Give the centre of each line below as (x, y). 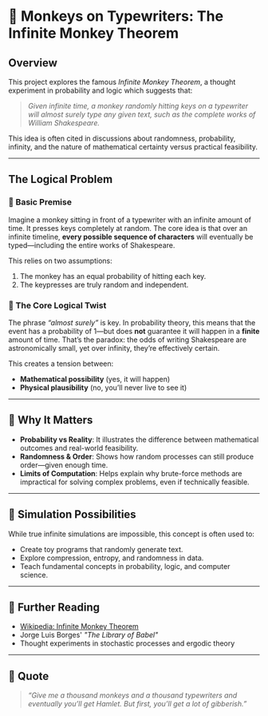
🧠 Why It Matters (51, 420)
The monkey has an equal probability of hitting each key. (113, 276)
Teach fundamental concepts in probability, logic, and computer (125, 566)
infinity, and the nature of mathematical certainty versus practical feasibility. (133, 147)
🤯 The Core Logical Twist (57, 305)
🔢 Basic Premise (40, 202)
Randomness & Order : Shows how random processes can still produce (137, 456)
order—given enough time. (64, 465)
